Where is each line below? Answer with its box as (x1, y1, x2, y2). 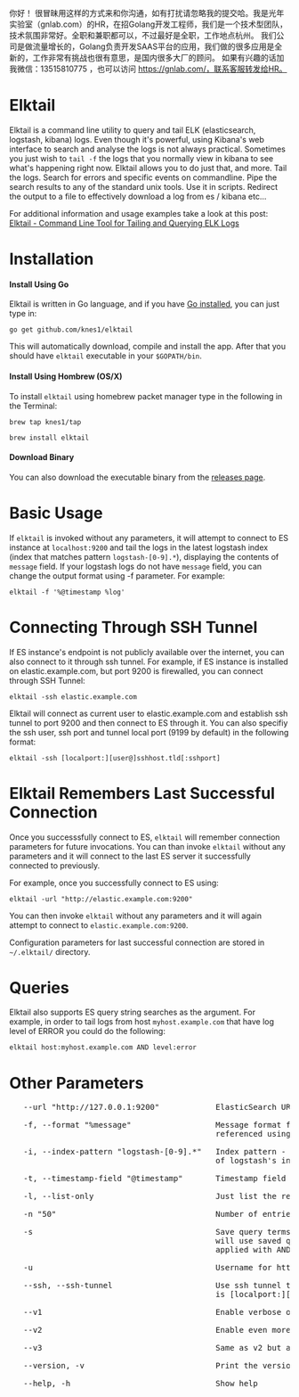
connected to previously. (9, 859, 101, 871)
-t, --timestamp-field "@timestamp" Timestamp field (23, 1173, 287, 1184)
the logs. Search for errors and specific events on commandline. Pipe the (9, 172, 278, 183)
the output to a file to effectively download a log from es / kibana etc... (9, 191, 267, 201)
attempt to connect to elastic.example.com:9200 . (9, 919, 189, 930)
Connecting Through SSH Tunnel (9, 617, 258, 637)
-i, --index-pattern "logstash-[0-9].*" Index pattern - (23, 1146, 287, 1157)
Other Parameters (9, 1072, 144, 1093)
